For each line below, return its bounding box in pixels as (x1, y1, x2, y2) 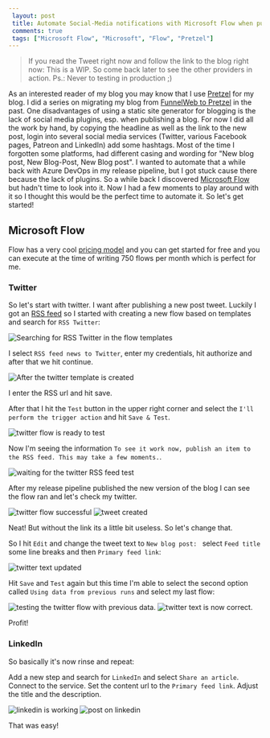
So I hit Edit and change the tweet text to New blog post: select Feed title (8, 538, 261, 548)
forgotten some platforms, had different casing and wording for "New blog (8, 149, 255, 159)
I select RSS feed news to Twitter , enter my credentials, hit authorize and (8, 348, 252, 358)
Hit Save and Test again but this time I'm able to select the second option (8, 579, 249, 588)
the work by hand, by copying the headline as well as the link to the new (8, 123, 247, 133)
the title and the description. (8, 689, 102, 699)
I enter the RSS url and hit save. (8, 388, 112, 398)
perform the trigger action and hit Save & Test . (8, 412, 170, 423)
